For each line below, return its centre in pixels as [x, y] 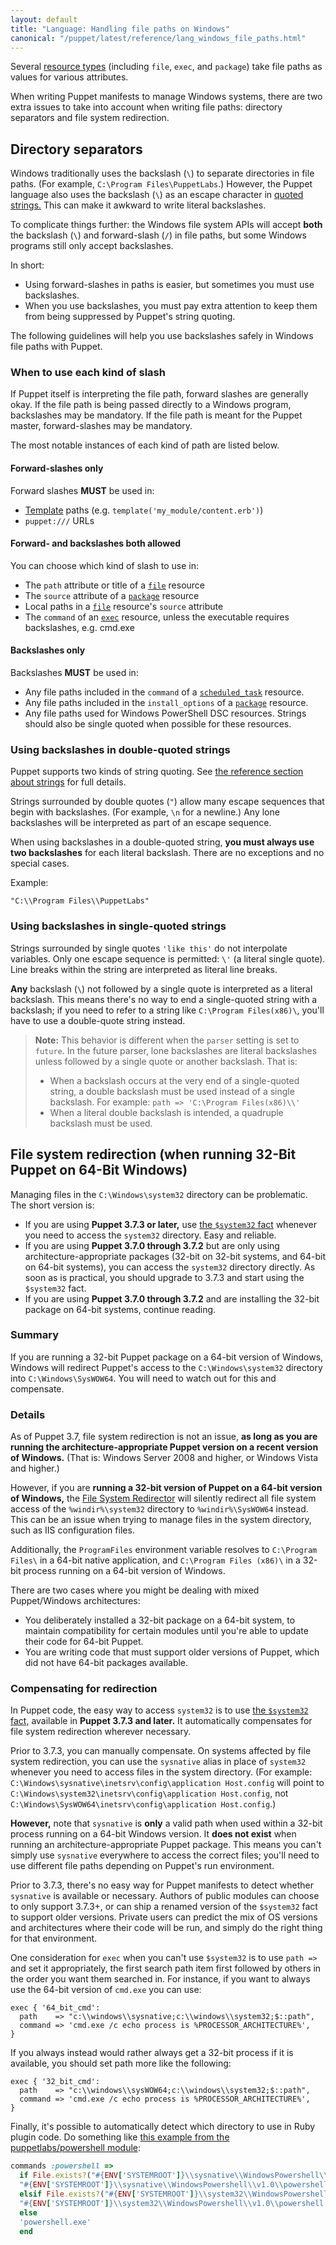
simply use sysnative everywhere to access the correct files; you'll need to [165, 1855]
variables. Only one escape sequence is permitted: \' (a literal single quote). [168, 958]
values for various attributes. [69, 77]
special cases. [40, 863]
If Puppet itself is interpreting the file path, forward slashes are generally [159, 394]
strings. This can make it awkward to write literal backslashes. [138, 205]
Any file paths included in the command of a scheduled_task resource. [164, 692]
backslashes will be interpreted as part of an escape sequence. [141, 823]
